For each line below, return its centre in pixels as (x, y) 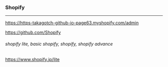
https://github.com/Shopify (33, 33)
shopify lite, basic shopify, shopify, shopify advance (59, 44)
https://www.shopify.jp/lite (32, 59)
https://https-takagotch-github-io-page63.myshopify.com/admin (72, 23)
